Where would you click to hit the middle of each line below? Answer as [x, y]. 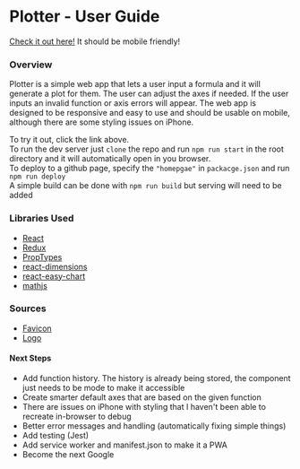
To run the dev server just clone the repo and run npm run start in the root [147, 149]
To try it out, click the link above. [69, 140]
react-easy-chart [54, 276]
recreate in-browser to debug [77, 417]
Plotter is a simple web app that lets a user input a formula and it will [135, 84]
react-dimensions [55, 266]
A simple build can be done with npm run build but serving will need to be [146, 186]
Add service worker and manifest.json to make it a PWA [125, 445]
